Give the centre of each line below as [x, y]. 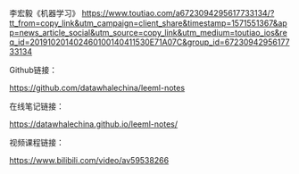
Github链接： [33, 70]
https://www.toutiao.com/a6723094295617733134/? [178, 13]
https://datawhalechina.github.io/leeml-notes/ [94, 124]
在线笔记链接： [37, 106]
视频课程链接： [37, 142]
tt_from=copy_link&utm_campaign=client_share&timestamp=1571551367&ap [148, 23]
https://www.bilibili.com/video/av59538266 [89, 160]
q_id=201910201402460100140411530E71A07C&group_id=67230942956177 [149, 42]
